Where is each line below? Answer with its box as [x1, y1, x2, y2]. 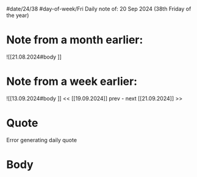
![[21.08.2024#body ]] [6, 53, 62, 60]
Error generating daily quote [6, 136, 77, 143]
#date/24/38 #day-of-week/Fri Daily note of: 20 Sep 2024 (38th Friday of [6, 5, 192, 12]
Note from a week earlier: [6, 74, 138, 88]
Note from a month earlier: [6, 33, 143, 47]
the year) [6, 12, 29, 19]
